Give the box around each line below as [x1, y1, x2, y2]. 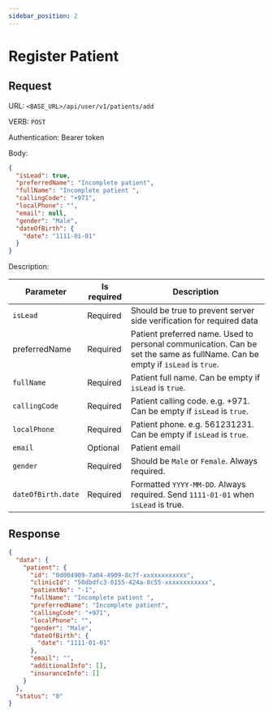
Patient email [131, 443, 180, 454]
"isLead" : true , [15, 172, 71, 180]
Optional [86, 443, 119, 454]
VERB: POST [8, 116, 46, 126]
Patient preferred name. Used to [131, 329, 253, 340]
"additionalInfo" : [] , [29, 662, 107, 670]
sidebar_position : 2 [8, 11, 79, 20]
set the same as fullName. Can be [131, 349, 260, 360]
